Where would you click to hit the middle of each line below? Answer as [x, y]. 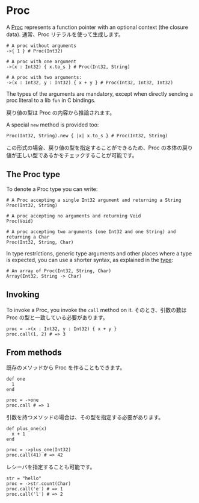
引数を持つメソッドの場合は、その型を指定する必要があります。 [85, 417]
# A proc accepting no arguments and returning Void [74, 216]
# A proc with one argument [41, 61]
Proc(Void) [20, 221]
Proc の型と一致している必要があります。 [57, 317]
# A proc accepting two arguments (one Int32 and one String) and [91, 232]
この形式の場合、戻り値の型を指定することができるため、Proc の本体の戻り [100, 148]
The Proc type [33, 174]
